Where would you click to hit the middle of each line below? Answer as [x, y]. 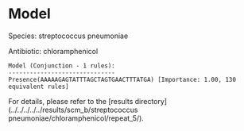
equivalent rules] [39, 87]
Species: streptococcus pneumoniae [68, 36]
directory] [151, 101]
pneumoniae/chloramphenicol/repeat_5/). [76, 118]
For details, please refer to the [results [71, 101]
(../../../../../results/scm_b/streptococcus [73, 110]
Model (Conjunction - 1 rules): [62, 65]
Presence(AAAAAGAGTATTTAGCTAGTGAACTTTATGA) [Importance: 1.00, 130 [122, 79]
